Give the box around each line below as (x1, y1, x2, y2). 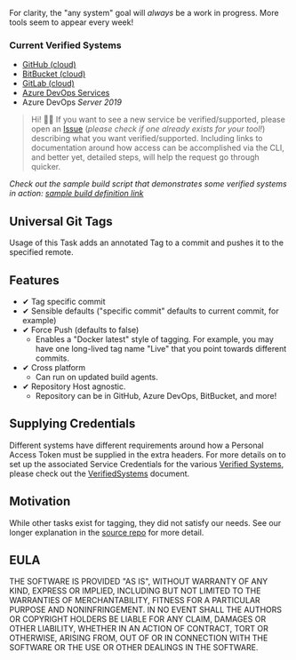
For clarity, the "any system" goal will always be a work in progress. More (9, 8, 279, 18)
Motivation (9, 494, 71, 509)
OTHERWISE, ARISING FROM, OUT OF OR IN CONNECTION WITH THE (9, 632, 268, 643)
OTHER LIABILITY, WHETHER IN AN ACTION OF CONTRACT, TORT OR (9, 624, 268, 634)
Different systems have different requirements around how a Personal (9, 440, 264, 450)
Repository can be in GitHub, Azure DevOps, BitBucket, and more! (35, 390, 277, 401)
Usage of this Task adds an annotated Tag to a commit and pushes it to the (9, 237, 284, 248)
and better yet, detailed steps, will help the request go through (30, 152, 260, 163)
